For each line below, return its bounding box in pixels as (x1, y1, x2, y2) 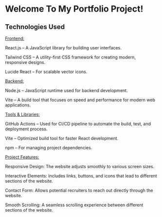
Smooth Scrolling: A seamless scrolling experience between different (5, 202, 144, 208)
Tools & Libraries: (5, 111, 40, 117)
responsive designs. (5, 60, 46, 65)
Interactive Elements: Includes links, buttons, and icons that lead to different (5, 173, 157, 179)
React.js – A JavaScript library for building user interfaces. (5, 45, 122, 50)
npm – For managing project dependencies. (5, 145, 92, 151)
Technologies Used (5, 23, 65, 31)
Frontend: (5, 35, 25, 41)
